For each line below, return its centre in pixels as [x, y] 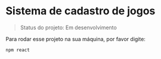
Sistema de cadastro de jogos [80, 11]
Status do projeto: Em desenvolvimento [68, 27]
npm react [18, 50]
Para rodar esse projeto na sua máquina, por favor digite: [75, 39]
